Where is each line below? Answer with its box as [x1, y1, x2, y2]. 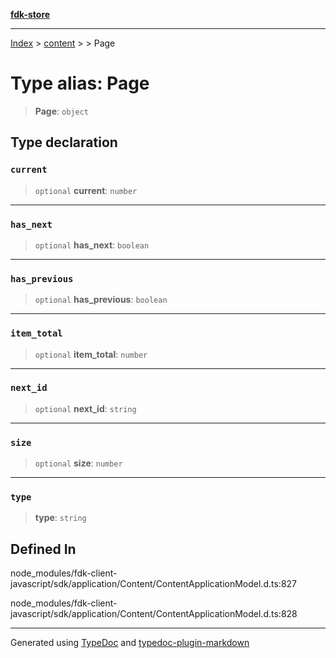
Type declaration [10, 134, 118, 151]
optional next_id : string [34, 402, 137, 414]
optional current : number [34, 184, 138, 196]
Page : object [34, 105, 89, 117]
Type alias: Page [10, 72, 150, 95]
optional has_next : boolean [34, 239, 150, 251]
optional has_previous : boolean [34, 294, 168, 306]
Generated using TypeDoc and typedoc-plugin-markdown [10, 637, 250, 649]
